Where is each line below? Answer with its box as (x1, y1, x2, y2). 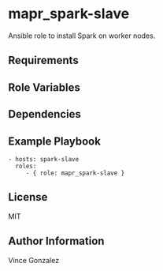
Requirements (8, 54, 79, 67)
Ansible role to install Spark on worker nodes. (8, 31, 156, 40)
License (8, 190, 48, 204)
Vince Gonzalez (8, 255, 60, 265)
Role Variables (8, 81, 80, 94)
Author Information (8, 235, 105, 248)
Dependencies (8, 107, 81, 121)
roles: (15, 162, 37, 170)
